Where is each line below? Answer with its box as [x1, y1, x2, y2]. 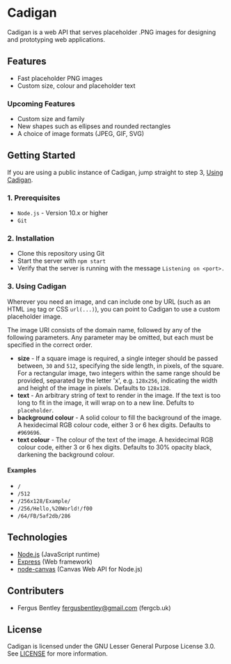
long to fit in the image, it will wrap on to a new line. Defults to [17, 399, 195, 407]
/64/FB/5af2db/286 [17, 512, 71, 520]
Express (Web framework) [17, 557, 93, 566]
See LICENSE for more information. [7, 649, 108, 658]
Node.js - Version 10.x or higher [17, 209, 109, 217]
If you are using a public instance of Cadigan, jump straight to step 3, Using [7, 168, 224, 176]
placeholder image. [7, 312, 63, 321]
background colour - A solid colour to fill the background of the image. [17, 413, 222, 422]
